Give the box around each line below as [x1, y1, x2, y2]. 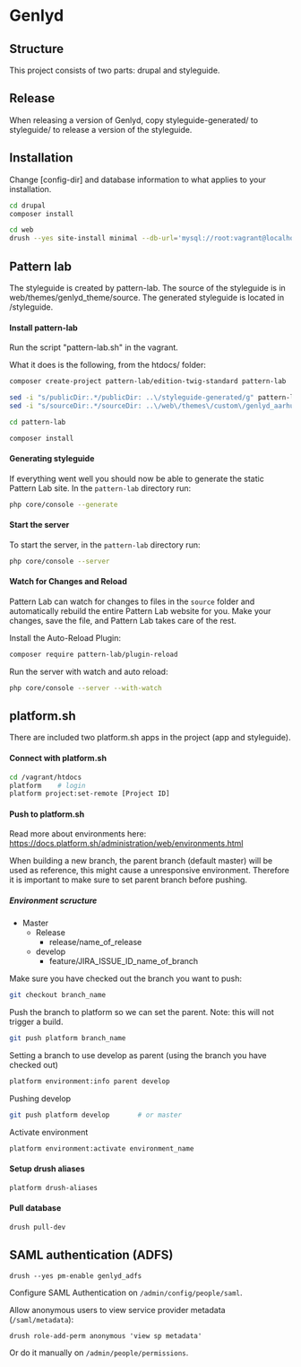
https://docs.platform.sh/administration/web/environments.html [9, 838, 244, 849]
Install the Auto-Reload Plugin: [9, 632, 121, 643]
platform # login [9, 781, 87, 790]
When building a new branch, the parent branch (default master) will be [9, 855, 273, 866]
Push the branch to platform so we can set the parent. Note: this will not [9, 1007, 275, 1018]
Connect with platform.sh [9, 753, 107, 764]
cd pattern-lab [9, 417, 66, 426]
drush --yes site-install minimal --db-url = [9, 234, 178, 243]
